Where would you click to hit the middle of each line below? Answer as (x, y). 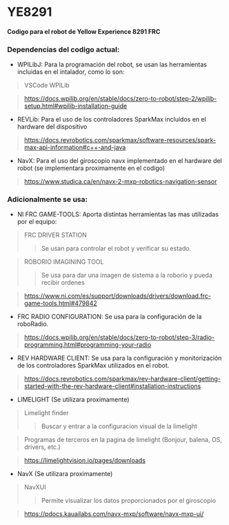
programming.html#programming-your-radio (88, 345)
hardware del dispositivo (52, 127)
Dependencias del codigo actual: (63, 49)
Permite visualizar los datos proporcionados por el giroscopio (128, 501)
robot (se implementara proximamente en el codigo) (91, 168)
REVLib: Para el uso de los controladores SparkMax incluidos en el (112, 120)
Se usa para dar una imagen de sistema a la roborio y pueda (127, 275)
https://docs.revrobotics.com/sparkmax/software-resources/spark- (120, 140)
